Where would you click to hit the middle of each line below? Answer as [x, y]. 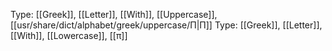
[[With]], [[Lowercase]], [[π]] [69, 35]
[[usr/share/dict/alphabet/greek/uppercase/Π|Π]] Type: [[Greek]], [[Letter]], [166, 25]
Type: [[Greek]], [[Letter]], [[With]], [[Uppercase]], [114, 14]
